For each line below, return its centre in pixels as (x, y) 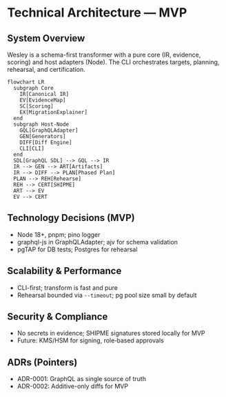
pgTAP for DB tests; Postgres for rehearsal (77, 249)
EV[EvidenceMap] (43, 100)
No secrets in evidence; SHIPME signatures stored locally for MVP (111, 333)
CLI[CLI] (32, 148)
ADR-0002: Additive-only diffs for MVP (73, 386)
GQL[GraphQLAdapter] (49, 130)
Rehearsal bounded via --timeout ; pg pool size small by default (107, 295)
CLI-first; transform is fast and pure (68, 287)
